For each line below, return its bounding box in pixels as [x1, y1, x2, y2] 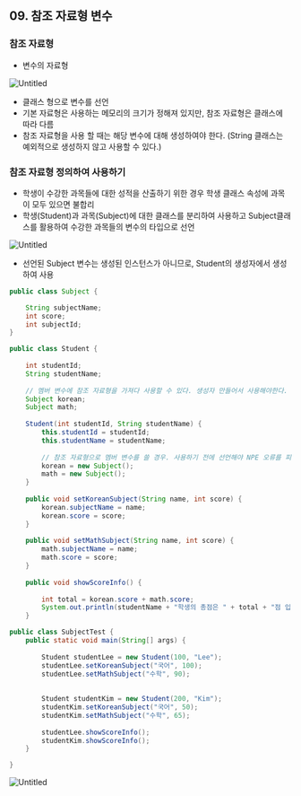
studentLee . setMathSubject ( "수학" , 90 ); [41, 669, 191, 678]
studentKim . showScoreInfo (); [41, 736, 150, 745]
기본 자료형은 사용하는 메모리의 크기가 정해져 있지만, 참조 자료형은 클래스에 [21, 107, 284, 118]
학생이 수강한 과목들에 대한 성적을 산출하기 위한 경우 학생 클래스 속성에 [21, 188, 269, 198]
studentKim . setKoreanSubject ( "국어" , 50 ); [41, 703, 199, 712]
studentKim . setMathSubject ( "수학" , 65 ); [41, 711, 191, 720]
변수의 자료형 [21, 59, 69, 70]
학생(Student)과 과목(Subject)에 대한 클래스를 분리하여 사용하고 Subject [21, 210, 277, 221]
